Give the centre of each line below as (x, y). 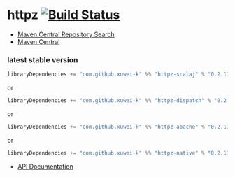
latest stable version (43, 59)
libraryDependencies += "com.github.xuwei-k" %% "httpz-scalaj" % (106, 75)
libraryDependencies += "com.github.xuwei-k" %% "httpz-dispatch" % (109, 101)
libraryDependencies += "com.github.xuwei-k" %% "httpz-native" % (106, 153)
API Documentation (45, 166)
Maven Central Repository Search (66, 34)
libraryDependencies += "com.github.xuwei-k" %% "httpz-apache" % (106, 127)
